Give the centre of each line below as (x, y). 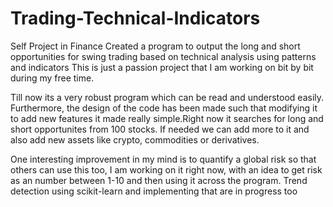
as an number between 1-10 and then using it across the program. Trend (159, 180)
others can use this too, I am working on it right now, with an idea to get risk (166, 169)
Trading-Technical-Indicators (135, 18)
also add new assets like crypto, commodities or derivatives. (135, 139)
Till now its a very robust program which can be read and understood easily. (167, 97)
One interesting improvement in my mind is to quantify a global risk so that (163, 159)
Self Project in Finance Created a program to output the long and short (155, 46)
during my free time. (52, 78)
